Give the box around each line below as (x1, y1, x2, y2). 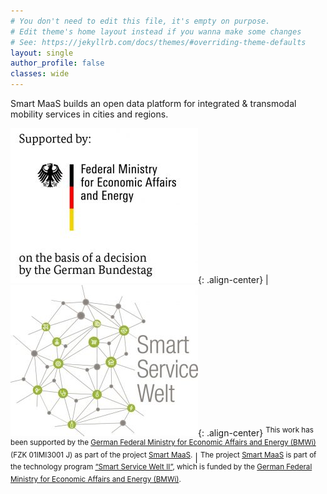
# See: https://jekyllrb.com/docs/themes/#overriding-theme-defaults (10, 37, 307, 47)
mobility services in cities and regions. (10, 108, 169, 120)
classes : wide (10, 69, 70, 79)
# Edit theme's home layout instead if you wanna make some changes (10, 26, 302, 37)
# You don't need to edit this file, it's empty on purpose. (10, 16, 271, 26)
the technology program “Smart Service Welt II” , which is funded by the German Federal (10, 462, 313, 472)
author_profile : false (10, 58, 105, 69)
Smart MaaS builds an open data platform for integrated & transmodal (10, 98, 297, 109)
